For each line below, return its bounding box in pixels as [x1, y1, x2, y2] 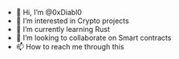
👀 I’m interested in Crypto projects [15, 16, 130, 26]
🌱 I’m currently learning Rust [15, 25, 111, 33]
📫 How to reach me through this [15, 42, 124, 51]
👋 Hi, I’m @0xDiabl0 [15, 8, 83, 17]
